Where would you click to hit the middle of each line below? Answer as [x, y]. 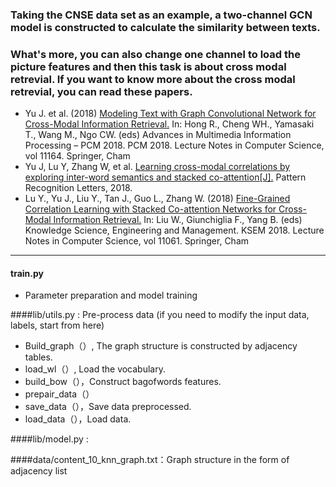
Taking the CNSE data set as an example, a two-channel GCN [161, 15]
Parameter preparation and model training [111, 295]
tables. [38, 357]
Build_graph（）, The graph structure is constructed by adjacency [161, 346]
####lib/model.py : [49, 439]
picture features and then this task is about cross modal [148, 66]
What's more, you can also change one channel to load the [155, 54]
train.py [27, 273]
